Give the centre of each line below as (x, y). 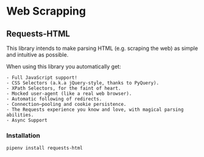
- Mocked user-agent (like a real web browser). (69, 94)
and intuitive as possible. (37, 55)
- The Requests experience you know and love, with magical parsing (95, 110)
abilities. (20, 115)
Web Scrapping (46, 11)
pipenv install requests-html (45, 148)
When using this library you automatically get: (64, 66)
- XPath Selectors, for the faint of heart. (64, 88)
